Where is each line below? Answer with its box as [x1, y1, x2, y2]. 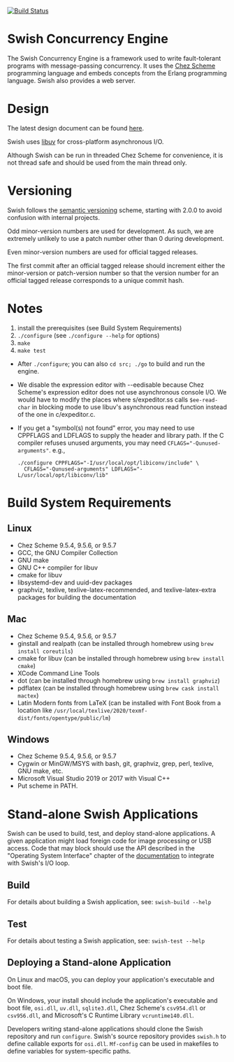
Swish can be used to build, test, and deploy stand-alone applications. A [7, 829, 216, 838]
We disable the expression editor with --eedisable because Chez [17, 381, 205, 389]
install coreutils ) [17, 647, 73, 655]
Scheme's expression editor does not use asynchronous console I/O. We [17, 388, 227, 396]
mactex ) [17, 691, 39, 700]
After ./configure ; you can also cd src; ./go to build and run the [17, 360, 205, 368]
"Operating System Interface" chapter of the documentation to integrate [7, 852, 214, 860]
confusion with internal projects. [7, 213, 100, 221]
